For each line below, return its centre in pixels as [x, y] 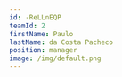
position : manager [43, 50]
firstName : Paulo [41, 34]
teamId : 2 [28, 26]
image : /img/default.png [55, 58]
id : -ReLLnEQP [36, 17]
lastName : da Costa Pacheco [61, 42]
